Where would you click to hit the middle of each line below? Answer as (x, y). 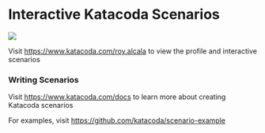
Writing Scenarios (44, 79)
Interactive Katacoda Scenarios (114, 15)
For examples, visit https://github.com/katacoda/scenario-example (117, 120)
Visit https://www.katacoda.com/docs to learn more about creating (117, 97)
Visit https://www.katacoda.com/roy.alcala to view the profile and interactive (132, 51)
